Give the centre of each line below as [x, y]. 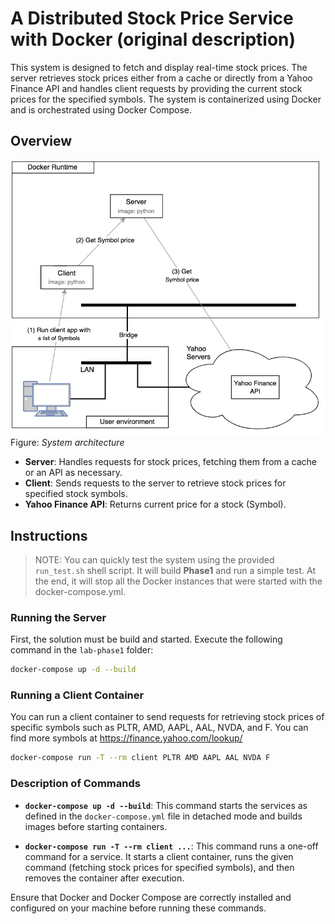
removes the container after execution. [104, 878]
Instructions [49, 535]
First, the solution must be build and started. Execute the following [146, 639]
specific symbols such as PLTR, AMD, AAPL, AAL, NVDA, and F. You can [159, 728]
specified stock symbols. [76, 494]
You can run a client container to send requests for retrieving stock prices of [167, 717]
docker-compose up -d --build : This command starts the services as [166, 805]
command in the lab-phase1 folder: [82, 650]
